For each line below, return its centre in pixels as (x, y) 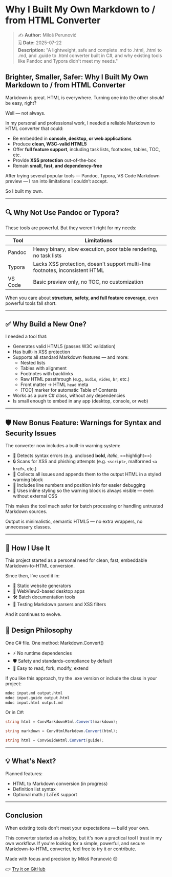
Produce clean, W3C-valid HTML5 (50, 144)
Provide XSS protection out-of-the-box (54, 160)
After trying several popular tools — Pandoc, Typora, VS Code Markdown (82, 175)
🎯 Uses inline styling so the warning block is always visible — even (83, 491)
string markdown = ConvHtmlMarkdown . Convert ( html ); (61, 731)
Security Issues (31, 433)
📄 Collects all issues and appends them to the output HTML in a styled (87, 474)
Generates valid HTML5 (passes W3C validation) (64, 346)
